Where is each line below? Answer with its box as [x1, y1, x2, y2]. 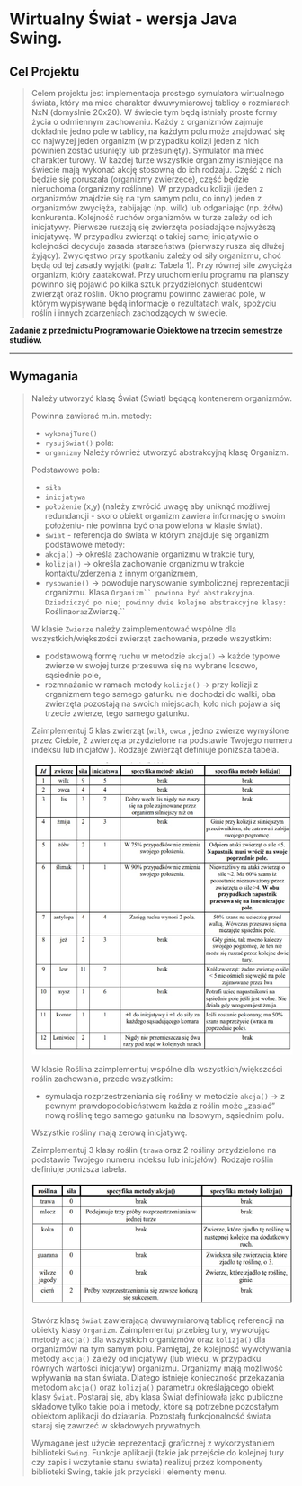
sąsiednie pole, [44, 669, 102, 680]
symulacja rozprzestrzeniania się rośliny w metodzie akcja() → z [44, 1091, 286, 1102]
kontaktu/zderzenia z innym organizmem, [44, 568, 199, 578]
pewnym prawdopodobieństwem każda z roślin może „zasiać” [44, 1100, 276, 1111]
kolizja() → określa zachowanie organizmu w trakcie [44, 558, 244, 568]
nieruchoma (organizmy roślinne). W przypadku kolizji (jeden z [31, 184, 264, 193]
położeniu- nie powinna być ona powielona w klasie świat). [44, 520, 263, 531]
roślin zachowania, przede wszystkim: [31, 1073, 173, 1084]
